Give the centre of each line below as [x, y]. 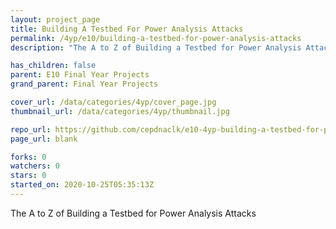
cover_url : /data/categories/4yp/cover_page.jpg [113, 102]
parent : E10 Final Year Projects [80, 75]
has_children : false [53, 66]
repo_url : [31, 129]
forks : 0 [28, 157]
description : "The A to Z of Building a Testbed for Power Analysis [156, 47]
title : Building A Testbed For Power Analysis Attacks [127, 29]
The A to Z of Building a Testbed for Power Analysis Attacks [133, 213]
